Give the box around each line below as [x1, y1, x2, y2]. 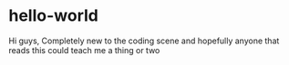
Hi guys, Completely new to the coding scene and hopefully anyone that [8, 35, 280, 46]
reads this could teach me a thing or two [8, 44, 160, 55]
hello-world [8, 5, 99, 26]
